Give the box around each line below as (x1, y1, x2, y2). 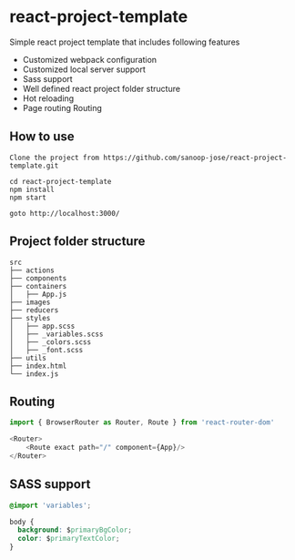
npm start (9, 193, 47, 202)
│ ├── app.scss (9, 321, 76, 331)
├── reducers (9, 305, 59, 315)
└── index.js (9, 369, 59, 379)
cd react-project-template (9, 177, 112, 186)
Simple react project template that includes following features (9, 36, 240, 47)
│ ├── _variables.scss (9, 330, 104, 339)
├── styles (9, 313, 51, 322)
